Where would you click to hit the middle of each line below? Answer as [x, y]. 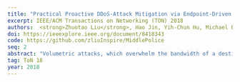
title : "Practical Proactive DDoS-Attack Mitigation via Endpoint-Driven [120, 14]
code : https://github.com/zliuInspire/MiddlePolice [86, 41]
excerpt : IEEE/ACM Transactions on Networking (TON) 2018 [95, 21]
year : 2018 [24, 67]
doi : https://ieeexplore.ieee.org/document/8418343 [86, 34]
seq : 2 [17, 47]
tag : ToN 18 [25, 61]
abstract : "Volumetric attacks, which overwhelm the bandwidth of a [111, 54]
